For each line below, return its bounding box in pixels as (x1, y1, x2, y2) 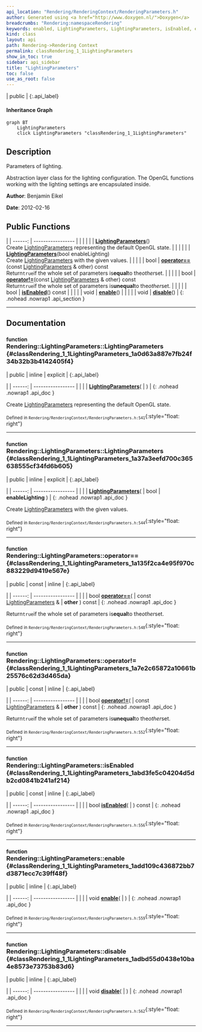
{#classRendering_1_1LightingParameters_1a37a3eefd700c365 (6, 454, 194, 463)
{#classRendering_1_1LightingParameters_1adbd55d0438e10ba (6, 954, 195, 963)
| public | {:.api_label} (6, 93, 59, 100)
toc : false (6, 70, 34, 77)
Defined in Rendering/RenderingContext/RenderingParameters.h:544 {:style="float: (6, 517, 180, 526)
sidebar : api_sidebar (6, 59, 61, 65)
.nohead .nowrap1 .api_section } (6, 295, 85, 302)
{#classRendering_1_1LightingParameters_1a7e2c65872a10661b (6, 664, 196, 672)
